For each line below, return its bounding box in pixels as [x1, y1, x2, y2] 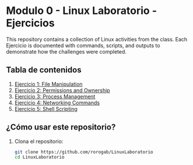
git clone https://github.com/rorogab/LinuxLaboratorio [14, 149, 153, 155]
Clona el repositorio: [14, 138, 64, 145]
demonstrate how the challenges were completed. [6, 48, 127, 55]
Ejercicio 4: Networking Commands [14, 99, 100, 106]
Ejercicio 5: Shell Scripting [14, 105, 78, 112]
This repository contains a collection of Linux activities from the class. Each [6, 36, 188, 43]
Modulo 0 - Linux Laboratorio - [6, 4, 157, 17]
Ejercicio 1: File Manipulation [14, 80, 83, 87]
